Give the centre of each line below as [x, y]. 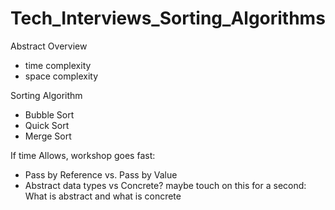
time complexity [58, 65]
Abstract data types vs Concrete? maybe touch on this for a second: [165, 185]
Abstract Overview [49, 46]
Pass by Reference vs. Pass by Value [101, 174]
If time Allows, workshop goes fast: [83, 155]
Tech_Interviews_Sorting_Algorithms [168, 18]
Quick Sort [47, 125]
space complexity [61, 76]
